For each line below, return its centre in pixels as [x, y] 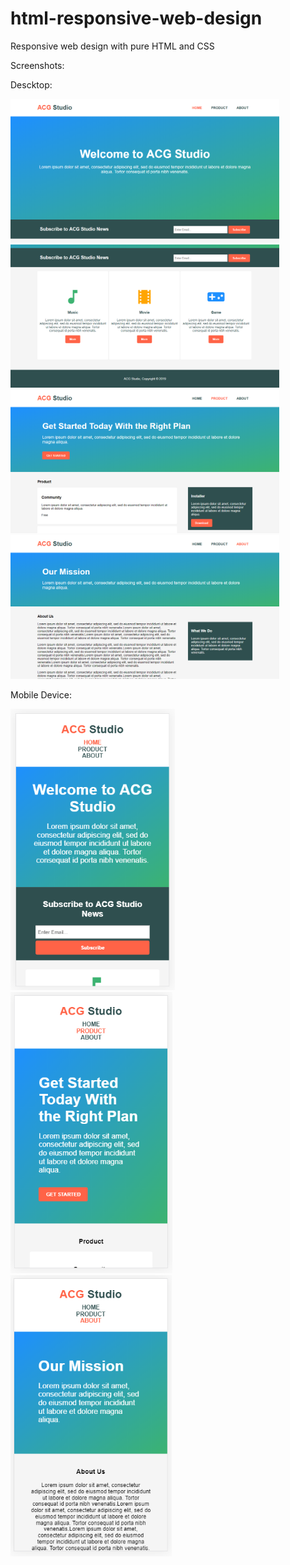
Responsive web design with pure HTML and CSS [112, 46]
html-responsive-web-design [136, 18]
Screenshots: [37, 65]
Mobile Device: [41, 694]
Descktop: [31, 84]
